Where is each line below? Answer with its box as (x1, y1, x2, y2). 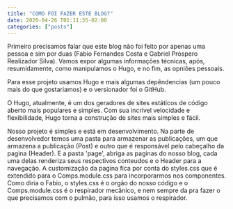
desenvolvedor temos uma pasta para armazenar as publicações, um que (7, 134, 218, 143)
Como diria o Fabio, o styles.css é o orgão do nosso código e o (7, 179, 188, 187)
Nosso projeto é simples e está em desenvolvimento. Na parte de (7, 127, 195, 136)
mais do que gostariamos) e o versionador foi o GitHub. (7, 85, 166, 94)
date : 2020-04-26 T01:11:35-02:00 (7, 17, 108, 24)
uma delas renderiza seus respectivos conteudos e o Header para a (7, 157, 202, 165)
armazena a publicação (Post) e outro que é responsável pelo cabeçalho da (7, 142, 225, 150)
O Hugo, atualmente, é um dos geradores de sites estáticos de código (7, 99, 208, 107)
